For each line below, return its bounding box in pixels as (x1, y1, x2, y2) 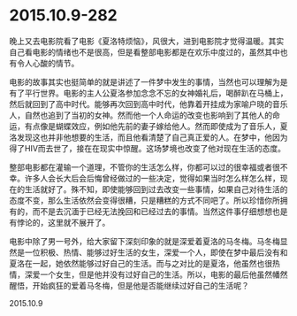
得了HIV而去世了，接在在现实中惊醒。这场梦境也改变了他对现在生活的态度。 (9, 143, 286, 153)
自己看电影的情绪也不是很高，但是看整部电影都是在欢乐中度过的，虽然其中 (9, 46, 280, 58)
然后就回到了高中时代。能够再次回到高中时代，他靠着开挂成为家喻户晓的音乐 (9, 98, 288, 109)
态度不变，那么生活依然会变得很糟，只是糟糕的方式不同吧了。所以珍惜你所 (9, 195, 280, 205)
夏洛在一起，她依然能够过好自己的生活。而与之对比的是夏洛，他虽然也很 (9, 258, 272, 268)
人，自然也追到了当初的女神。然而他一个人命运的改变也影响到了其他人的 (9, 110, 272, 120)
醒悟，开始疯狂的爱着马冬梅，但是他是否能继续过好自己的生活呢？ (9, 280, 249, 290)
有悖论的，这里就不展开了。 (9, 217, 110, 227)
